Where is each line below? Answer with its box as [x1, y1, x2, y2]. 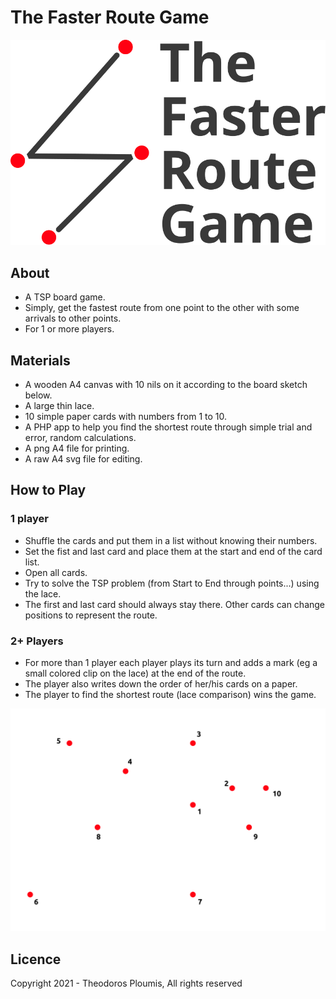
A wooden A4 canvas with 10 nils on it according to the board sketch [24, 379, 308, 390]
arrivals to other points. [24, 312, 122, 325]
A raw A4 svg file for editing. [24, 453, 143, 465]
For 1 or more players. [24, 323, 115, 335]
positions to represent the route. [24, 609, 158, 621]
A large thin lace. [24, 400, 95, 411]
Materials [10, 352, 71, 369]
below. [24, 389, 53, 401]
